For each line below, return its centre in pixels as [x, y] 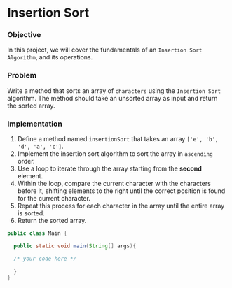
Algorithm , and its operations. [50, 57]
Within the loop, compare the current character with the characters [114, 184]
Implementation [35, 124]
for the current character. [54, 199]
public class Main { [37, 233]
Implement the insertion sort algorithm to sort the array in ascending [115, 154]
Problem [22, 75]
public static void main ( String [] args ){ [75, 246]
